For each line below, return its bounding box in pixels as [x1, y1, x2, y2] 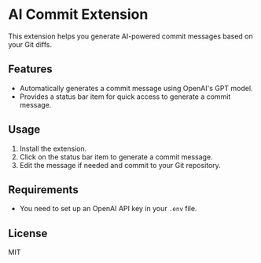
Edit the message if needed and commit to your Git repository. [19, 160, 222, 170]
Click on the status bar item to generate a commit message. [19, 152, 214, 162]
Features [8, 63, 53, 76]
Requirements [8, 183, 79, 196]
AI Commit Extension [8, 5, 149, 24]
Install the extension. [19, 144, 87, 153]
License [8, 226, 48, 240]
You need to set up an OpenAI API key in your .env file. [19, 204, 197, 214]
